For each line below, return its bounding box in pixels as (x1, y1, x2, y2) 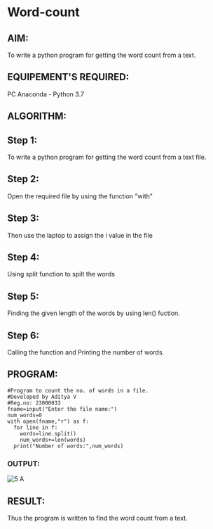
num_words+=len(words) (20, 436, 86, 443)
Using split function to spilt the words (7, 270, 116, 279)
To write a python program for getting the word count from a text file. (7, 153, 207, 162)
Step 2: (7, 173, 40, 185)
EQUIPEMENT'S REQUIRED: (7, 71, 130, 83)
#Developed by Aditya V (7, 393, 77, 400)
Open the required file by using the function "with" (7, 191, 153, 200)
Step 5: (7, 290, 40, 302)
